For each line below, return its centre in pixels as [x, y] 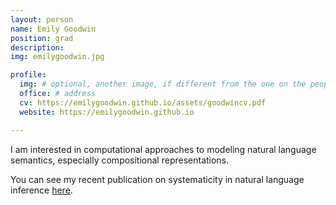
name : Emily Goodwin [53, 29]
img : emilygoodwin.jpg [57, 57]
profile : [28, 75]
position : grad [42, 38]
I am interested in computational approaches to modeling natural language [163, 149]
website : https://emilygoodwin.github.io [107, 112]
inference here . [41, 190]
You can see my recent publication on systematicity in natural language [157, 179]
